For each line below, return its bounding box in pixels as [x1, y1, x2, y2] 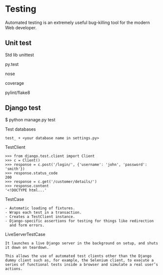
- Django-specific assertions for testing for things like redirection [5, 218, 154, 223]
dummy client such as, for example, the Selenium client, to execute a [5, 257, 154, 263]
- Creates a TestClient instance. [5, 214, 76, 219]
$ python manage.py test [5, 117, 56, 122]
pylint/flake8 [5, 89, 30, 96]
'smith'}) [5, 166, 25, 171]
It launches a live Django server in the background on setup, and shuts [5, 240, 159, 246]
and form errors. [9, 223, 45, 228]
